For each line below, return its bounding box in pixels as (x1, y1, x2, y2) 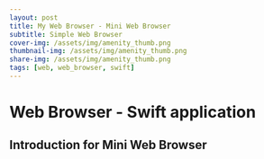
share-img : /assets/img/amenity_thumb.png (9, 55, 171, 64)
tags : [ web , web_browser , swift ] (9, 64, 135, 73)
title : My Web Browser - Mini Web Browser (9, 22, 171, 31)
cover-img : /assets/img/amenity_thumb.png (9, 38, 171, 48)
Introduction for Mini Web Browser (9, 137, 207, 153)
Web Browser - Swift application (9, 102, 257, 122)
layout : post (9, 13, 59, 22)
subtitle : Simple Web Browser (9, 30, 123, 39)
